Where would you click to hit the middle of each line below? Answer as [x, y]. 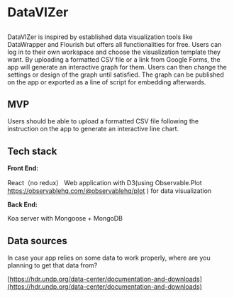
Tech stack [32, 151]
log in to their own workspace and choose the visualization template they [114, 52]
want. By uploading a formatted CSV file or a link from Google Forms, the [114, 59]
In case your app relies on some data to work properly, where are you [109, 258]
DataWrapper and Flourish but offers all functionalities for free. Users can [115, 44]
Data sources [37, 241]
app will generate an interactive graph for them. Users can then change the [117, 67]
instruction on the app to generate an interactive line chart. [93, 129]
